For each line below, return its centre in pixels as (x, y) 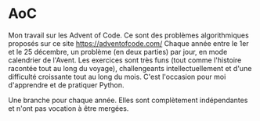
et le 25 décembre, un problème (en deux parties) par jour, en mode (118, 52)
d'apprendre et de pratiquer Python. (66, 85)
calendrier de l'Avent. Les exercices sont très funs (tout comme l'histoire (125, 60)
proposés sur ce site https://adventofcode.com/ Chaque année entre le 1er (128, 43)
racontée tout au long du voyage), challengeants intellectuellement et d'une (130, 68)
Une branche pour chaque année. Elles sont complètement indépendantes (128, 100)
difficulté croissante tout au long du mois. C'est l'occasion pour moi (117, 77)
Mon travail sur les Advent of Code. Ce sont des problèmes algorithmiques (128, 35)
